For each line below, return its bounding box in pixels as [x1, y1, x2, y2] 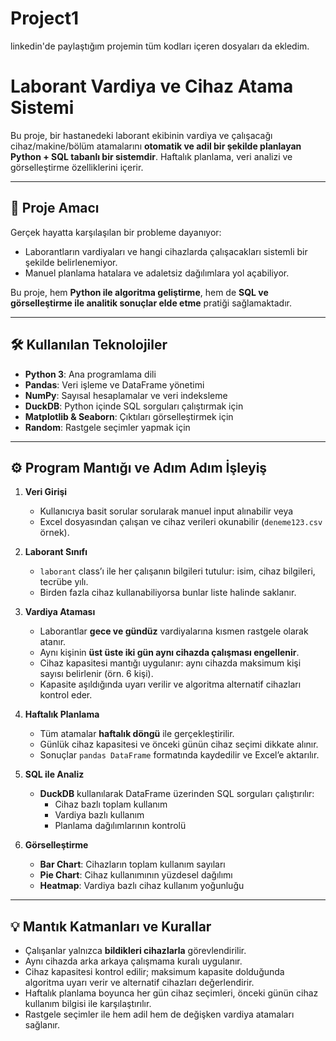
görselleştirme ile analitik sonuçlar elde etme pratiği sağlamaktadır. [10, 297, 292, 309]
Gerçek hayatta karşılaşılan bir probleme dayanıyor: [10, 226, 222, 238]
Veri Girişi [24, 486, 68, 498]
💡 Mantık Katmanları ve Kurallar [10, 918, 212, 935]
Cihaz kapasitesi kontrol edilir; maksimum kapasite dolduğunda [24, 966, 285, 978]
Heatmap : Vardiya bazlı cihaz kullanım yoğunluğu [39, 880, 245, 892]
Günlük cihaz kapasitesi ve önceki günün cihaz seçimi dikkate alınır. [39, 738, 319, 751]
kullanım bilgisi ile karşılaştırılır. [24, 998, 152, 1010]
